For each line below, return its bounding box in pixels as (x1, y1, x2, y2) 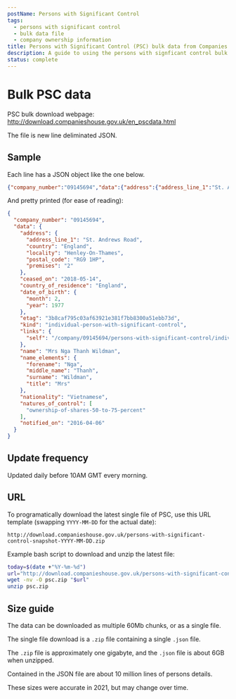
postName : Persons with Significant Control (7, 10, 140, 18)
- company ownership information (13, 37, 112, 44)
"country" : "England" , (25, 242, 93, 250)
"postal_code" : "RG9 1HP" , (25, 256, 105, 263)
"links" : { (20, 328, 52, 335)
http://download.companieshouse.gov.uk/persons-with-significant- (7, 531, 206, 538)
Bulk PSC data (7, 86, 91, 102)
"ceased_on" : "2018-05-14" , (20, 276, 102, 283)
